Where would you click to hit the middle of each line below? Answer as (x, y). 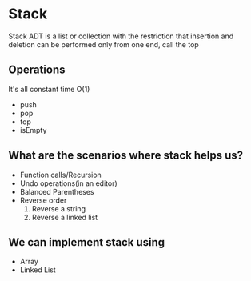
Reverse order (43, 200)
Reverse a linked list (65, 217)
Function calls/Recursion (60, 175)
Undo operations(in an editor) (68, 183)
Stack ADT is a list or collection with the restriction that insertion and (121, 36)
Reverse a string (59, 208)
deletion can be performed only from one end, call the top (104, 44)
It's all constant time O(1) (49, 89)
